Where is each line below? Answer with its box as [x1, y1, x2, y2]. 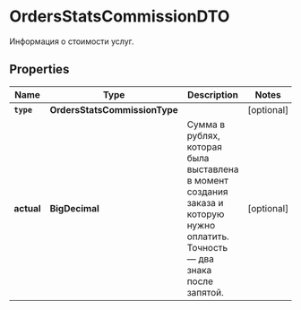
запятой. [186, 286, 224, 298]
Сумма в [186, 118, 226, 131]
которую [186, 208, 225, 220]
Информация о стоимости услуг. [9, 36, 134, 47]
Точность [186, 241, 228, 254]
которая [186, 141, 222, 153]
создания [186, 185, 228, 198]
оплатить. [186, 230, 230, 243]
